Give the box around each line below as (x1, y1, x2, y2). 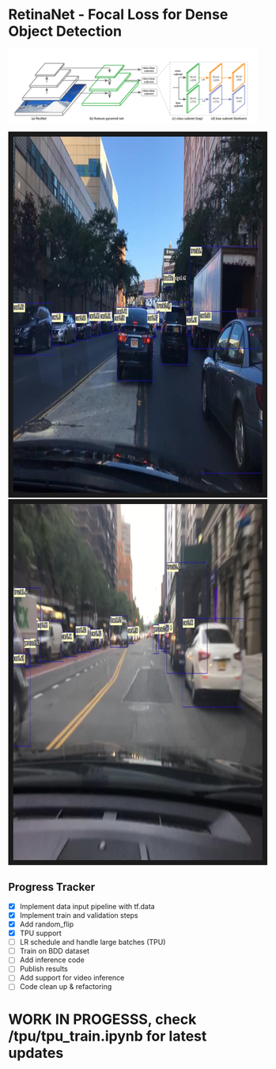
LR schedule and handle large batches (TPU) (19, 938, 166, 947)
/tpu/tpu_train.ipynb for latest (8, 1027, 207, 1045)
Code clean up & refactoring (19, 982, 112, 991)
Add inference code (19, 955, 85, 965)
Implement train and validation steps (19, 910, 138, 919)
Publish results (19, 964, 69, 974)
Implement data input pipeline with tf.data (19, 901, 156, 911)
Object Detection (8, 22, 123, 40)
